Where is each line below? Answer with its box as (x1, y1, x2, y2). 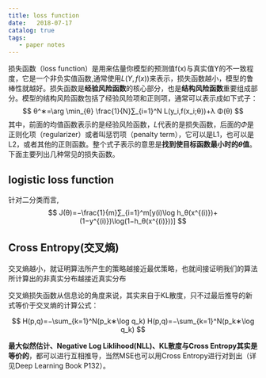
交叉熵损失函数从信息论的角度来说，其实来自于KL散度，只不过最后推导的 (8, 290, 246, 300)
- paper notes (18, 41, 66, 49)
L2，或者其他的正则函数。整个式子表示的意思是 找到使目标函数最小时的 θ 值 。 (8, 139, 257, 149)
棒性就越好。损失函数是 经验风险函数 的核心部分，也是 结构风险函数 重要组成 (8, 84, 251, 94)
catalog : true (8, 26, 55, 34)
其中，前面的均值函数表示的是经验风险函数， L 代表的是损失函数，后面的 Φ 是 (8, 120, 255, 129)
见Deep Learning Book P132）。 (8, 361, 111, 370)
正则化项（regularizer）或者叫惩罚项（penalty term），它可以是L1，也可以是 (8, 130, 255, 139)
